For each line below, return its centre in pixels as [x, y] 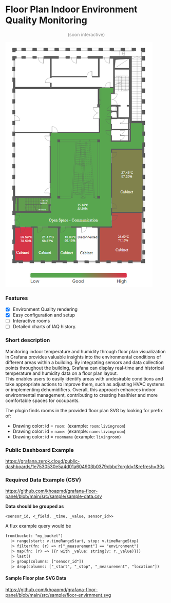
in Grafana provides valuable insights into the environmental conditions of [83, 357]
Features [17, 298]
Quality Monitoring [46, 20]
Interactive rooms [31, 321]
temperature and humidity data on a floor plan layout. [62, 373]
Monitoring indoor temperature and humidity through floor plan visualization [85, 351]
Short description [28, 340]
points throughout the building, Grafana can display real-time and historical [85, 368]
